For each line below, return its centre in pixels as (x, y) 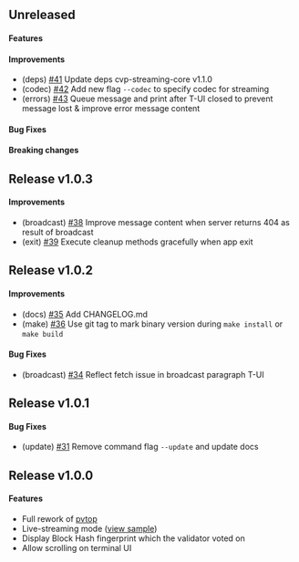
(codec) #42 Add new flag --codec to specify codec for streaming (145, 89)
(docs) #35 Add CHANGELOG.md (84, 314)
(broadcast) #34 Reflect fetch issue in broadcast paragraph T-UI (143, 374)
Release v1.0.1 (49, 404)
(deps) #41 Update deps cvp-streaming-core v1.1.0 (117, 79)
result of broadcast (57, 232)
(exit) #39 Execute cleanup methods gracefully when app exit (137, 242)
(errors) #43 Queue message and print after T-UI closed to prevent (147, 99)
